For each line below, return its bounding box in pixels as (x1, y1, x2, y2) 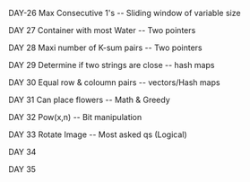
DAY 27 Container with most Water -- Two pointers (8, 25, 196, 35)
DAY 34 (8, 147, 37, 157)
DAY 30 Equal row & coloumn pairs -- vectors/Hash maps (8, 77, 220, 88)
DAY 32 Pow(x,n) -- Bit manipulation (8, 112, 142, 122)
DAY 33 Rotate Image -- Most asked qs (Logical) (8, 129, 187, 140)
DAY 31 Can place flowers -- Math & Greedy (8, 94, 171, 105)
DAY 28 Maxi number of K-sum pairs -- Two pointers (8, 42, 203, 53)
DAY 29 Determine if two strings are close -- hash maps (8, 60, 215, 70)
